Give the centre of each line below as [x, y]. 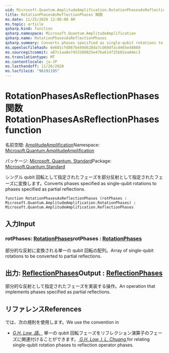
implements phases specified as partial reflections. [58, 292]
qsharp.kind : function [29, 29]
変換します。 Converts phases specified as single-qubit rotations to [88, 183]
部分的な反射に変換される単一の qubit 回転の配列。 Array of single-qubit [79, 250]
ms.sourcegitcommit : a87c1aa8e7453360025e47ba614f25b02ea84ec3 [73, 52]
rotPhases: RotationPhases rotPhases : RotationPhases [74, 239]
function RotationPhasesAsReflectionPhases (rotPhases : [66, 198]
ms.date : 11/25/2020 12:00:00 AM [40, 19]
